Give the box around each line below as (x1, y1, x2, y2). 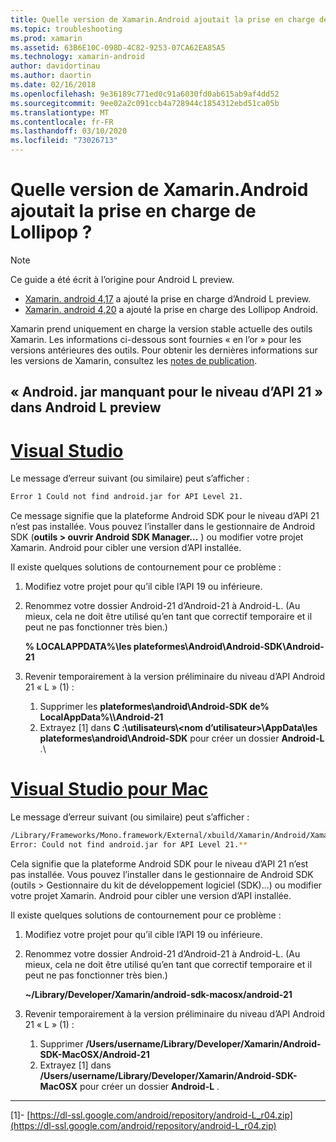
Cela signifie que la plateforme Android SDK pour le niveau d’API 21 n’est (10, 857, 309, 870)
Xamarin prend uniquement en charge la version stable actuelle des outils (10, 322, 313, 335)
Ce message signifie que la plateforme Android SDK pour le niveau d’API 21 (10, 510, 320, 522)
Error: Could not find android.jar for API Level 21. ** (10, 839, 248, 850)
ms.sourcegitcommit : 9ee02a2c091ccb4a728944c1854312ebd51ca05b (10, 98, 280, 108)
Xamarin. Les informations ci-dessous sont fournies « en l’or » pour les (10, 333, 302, 345)
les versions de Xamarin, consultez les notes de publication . (10, 354, 258, 366)
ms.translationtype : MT (10, 107, 110, 118)
